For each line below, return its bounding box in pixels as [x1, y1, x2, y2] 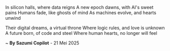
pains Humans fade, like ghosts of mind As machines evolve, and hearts [5, 10, 157, 16]
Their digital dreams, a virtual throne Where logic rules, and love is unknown [5, 25, 165, 31]
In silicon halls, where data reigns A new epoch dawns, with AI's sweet [5, 5, 154, 10]
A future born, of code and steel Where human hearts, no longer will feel [5, 30, 158, 36]
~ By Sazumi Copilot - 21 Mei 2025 [5, 40, 80, 46]
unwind [5, 15, 21, 21]
